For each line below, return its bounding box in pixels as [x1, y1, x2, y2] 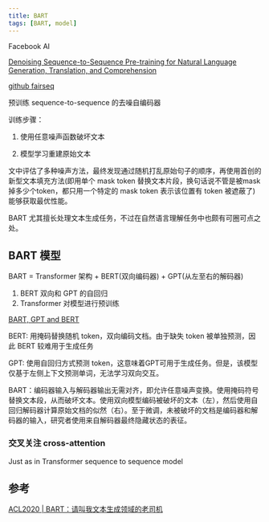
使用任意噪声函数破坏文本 [19, 132, 105, 141]
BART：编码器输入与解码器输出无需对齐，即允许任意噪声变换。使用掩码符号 [8, 385, 259, 395]
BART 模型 [8, 248, 62, 262]
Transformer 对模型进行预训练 [19, 299, 120, 308]
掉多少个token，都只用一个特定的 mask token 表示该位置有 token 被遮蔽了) [8, 186, 255, 195]
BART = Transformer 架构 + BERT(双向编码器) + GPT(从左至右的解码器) [8, 271, 244, 281]
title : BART [8, 11, 48, 20]
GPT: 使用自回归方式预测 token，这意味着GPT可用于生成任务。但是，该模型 [8, 358, 259, 368]
